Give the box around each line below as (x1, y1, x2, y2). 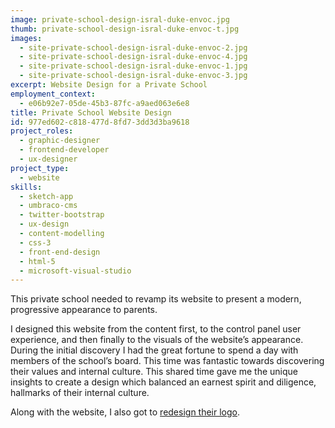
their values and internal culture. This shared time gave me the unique (10, 366, 299, 378)
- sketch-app (19, 191, 74, 201)
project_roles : (10, 126, 74, 136)
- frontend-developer (19, 145, 110, 155)
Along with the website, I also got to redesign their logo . (10, 406, 241, 418)
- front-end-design (19, 247, 101, 257)
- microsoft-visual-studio (19, 266, 132, 276)
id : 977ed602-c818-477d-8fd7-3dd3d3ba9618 (10, 117, 190, 127)
